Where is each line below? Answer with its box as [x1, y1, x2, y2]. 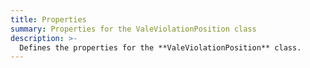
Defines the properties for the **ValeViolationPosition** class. [19, 42, 302, 53]
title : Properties [10, 14, 87, 25]
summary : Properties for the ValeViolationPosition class [10, 24, 257, 34]
